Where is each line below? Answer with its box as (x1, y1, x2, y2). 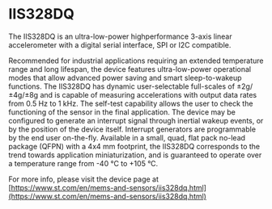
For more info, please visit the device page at (8, 174, 159, 184)
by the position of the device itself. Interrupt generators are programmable (8, 124, 257, 134)
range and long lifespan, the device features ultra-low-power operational (8, 64, 252, 73)
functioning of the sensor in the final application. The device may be (8, 107, 236, 117)
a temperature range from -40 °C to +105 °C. (8, 158, 159, 168)
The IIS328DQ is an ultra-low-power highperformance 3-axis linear (8, 31, 232, 41)
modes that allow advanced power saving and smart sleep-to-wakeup (8, 73, 242, 82)
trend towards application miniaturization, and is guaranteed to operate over (8, 150, 262, 160)
